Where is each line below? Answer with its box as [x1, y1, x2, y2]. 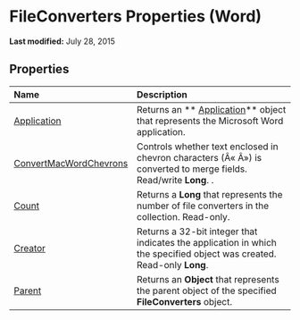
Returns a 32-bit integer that [137, 225, 258, 238]
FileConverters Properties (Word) [9, 6, 262, 27]
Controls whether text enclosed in [137, 140, 279, 153]
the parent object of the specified [137, 284, 277, 297]
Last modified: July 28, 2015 [9, 36, 116, 46]
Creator [13, 241, 46, 254]
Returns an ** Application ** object [137, 103, 287, 115]
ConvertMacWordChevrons [13, 156, 129, 169]
